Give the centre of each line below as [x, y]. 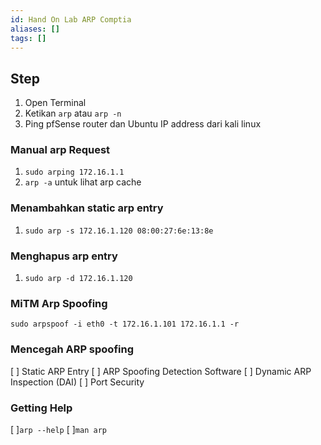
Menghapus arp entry [64, 256]
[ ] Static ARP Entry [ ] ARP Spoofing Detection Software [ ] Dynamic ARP [161, 371]
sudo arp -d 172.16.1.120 [78, 279]
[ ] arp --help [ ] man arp [58, 429]
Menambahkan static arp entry [87, 208]
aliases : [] [35, 29]
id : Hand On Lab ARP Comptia [71, 19]
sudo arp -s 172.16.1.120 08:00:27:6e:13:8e [119, 231]
